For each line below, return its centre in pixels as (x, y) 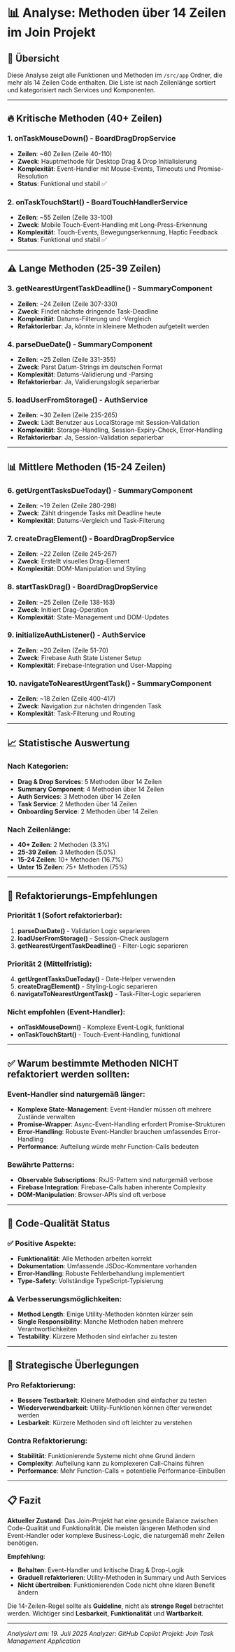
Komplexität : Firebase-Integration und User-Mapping (95, 665)
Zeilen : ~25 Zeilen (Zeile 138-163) (66, 602)
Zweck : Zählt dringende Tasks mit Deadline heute (89, 513)
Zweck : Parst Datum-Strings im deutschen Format (90, 367)
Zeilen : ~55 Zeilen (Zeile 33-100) (65, 217)
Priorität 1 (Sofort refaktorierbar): (65, 916)
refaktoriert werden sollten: (69, 1074)
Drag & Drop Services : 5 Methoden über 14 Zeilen (90, 781)
